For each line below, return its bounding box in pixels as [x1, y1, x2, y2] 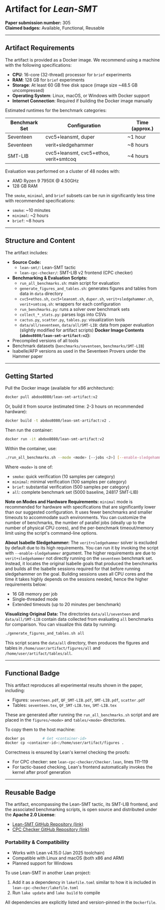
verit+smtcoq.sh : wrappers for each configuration [19, 301, 121, 307]
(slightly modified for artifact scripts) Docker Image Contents [19, 327, 144, 333]
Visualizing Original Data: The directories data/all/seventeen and [5, 611, 140, 617]
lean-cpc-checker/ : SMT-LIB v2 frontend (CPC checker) [19, 270, 133, 275]
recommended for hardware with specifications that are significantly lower [5, 504, 156, 510]
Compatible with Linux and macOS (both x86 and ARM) [12, 855, 124, 861]
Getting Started [5, 372, 54, 380]
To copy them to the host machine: [5, 727, 76, 732]
